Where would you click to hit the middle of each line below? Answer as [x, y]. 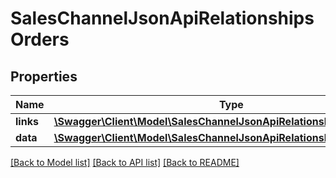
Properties [44, 76]
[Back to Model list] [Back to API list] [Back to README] [125, 162]
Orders [40, 39]
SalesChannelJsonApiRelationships [162, 18]
